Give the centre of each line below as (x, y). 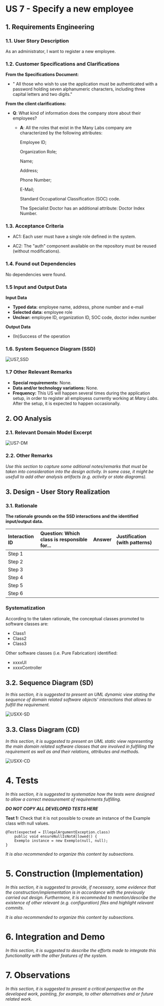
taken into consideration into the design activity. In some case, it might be (80, 471)
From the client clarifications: (36, 104)
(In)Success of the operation (41, 336)
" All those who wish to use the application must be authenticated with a (85, 84)
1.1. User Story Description (37, 41)
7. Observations (38, 975)
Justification (131, 537)
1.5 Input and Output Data (36, 287)
